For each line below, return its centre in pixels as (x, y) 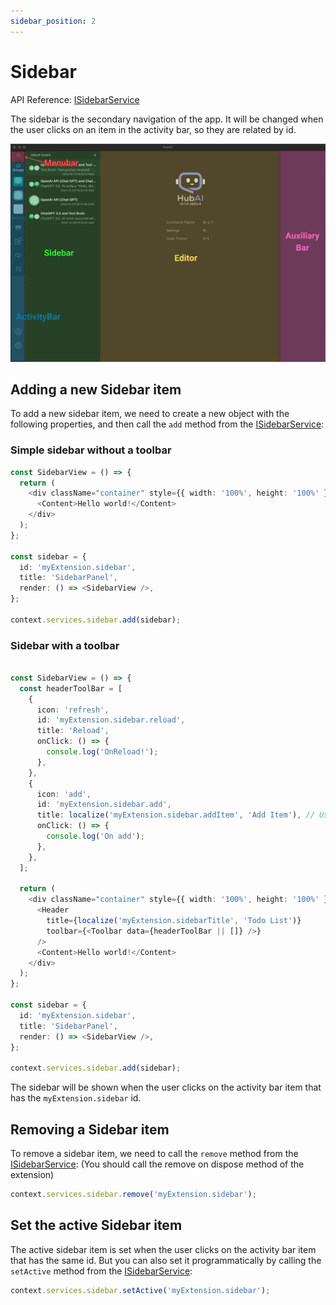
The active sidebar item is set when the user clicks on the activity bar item (163, 1249)
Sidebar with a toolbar (65, 645)
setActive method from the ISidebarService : (101, 1271)
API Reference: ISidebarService (75, 99)
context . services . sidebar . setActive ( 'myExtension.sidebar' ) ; (140, 1290)
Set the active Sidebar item (96, 1225)
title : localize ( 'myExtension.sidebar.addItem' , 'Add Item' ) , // (175, 815)
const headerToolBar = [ (71, 688)
